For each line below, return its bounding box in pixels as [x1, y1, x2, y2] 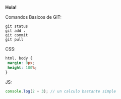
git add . [5, 28, 26, 33]
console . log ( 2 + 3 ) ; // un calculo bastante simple [5, 88, 116, 94]
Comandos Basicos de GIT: [5, 14, 62, 20]
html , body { [5, 56, 33, 61]
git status [5, 24, 28, 29]
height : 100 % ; [7, 65, 37, 70]
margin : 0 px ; [7, 60, 35, 65]
